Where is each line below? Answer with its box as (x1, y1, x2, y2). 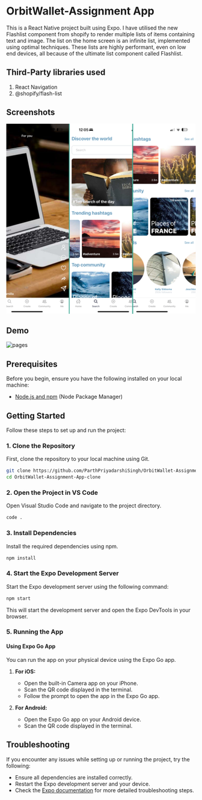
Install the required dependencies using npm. (6, 542, 118, 550)
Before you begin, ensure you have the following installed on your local (6, 375, 182, 383)
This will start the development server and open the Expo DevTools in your (6, 606, 191, 614)
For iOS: (14, 668, 36, 675)
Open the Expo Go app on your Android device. (23, 716, 141, 723)
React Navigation (14, 83, 58, 90)
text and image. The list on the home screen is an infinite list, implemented (6, 37, 191, 44)
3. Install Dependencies (6, 529, 77, 538)
